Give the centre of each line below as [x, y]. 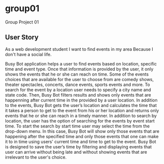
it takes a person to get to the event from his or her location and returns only [82, 110]
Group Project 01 [22, 22]
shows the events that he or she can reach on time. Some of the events [77, 74]
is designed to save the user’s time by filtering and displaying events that [78, 146]
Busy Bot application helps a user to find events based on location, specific [81, 63]
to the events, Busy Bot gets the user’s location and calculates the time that [81, 105]
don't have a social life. [28, 54]
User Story [22, 37]
